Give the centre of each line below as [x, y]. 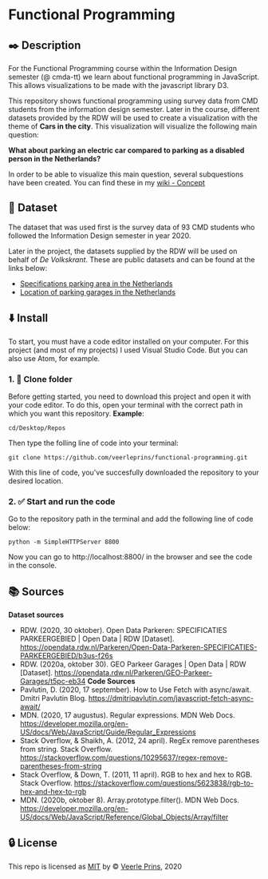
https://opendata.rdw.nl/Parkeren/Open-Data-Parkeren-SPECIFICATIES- [138, 647]
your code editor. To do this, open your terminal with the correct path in [126, 404]
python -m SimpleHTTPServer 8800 [64, 542]
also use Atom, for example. [54, 358]
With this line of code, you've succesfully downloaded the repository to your [134, 472]
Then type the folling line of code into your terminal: [94, 443]
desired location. [36, 480]
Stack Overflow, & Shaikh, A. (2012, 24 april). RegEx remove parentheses [140, 741]
